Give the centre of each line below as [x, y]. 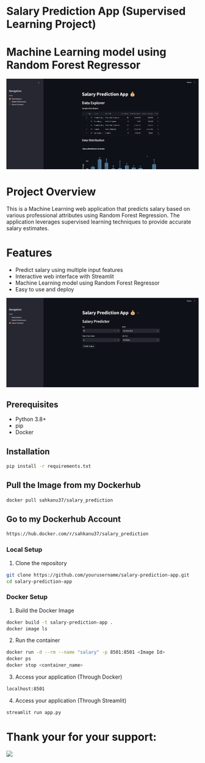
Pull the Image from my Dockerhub [74, 485]
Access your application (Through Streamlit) [71, 700]
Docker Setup [27, 597]
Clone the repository [41, 563]
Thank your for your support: [81, 737]
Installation [28, 451]
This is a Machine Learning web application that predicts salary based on [98, 209]
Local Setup [24, 550]
